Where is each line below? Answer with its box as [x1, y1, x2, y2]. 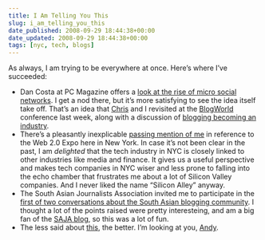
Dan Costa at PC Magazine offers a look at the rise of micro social [19, 87, 237, 96]
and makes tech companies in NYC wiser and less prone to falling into [19, 163, 250, 173]
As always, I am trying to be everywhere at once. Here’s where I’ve [8, 63, 227, 73]
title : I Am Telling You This [8, 11, 109, 20]
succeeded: [8, 72, 48, 81]
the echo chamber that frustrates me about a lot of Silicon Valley [19, 172, 232, 182]
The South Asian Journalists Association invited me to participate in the [19, 189, 255, 199]
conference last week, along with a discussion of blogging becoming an [19, 112, 257, 122]
